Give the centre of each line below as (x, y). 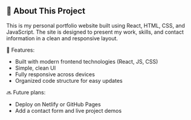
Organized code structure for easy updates (69, 80)
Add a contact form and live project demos (68, 110)
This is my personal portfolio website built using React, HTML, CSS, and (96, 25)
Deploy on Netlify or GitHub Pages (58, 104)
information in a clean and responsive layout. (62, 38)
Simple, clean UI (35, 68)
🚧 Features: (21, 50)
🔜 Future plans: (26, 92)
